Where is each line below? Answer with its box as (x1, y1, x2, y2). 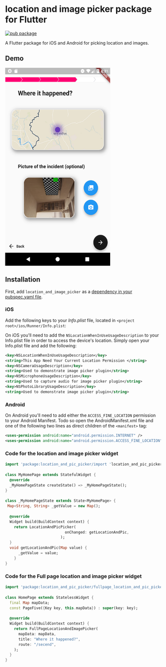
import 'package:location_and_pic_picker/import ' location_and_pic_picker (5, 462, 163, 467)
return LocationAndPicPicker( (14, 524, 77, 529)
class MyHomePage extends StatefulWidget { (5, 472, 96, 477)
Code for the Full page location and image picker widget (5, 572, 142, 579)
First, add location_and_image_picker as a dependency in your (5, 288, 132, 294)
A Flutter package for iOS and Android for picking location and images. (5, 40, 149, 46)
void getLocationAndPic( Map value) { (9, 545, 87, 550)
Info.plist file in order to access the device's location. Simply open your (5, 337, 150, 343)
